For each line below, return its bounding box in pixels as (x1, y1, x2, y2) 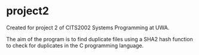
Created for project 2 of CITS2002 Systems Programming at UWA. (6, 24, 170, 31)
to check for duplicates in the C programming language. (6, 42, 144, 49)
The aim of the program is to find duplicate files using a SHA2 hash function (6, 35, 193, 42)
